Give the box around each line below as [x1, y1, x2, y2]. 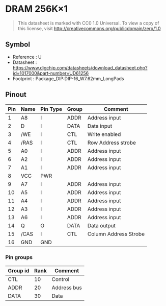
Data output [87, 222, 116, 229]
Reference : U [12, 54, 42, 60]
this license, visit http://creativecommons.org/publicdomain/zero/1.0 [17, 25, 161, 31]
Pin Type [40, 105, 63, 112]
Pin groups [5, 254, 33, 261]
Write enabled [87, 131, 121, 138]
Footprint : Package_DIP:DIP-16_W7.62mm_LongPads [12, 75, 124, 82]
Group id [8, 267, 30, 274]
